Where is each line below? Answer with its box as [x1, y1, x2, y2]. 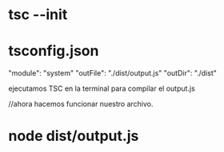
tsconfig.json [8, 42, 99, 60]
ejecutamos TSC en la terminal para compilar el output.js [8, 84, 196, 93]
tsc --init [8, 6, 68, 24]
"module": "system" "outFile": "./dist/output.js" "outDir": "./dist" [8, 68, 218, 78]
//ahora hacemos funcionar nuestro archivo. [8, 99, 154, 109]
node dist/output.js [8, 127, 139, 145]
